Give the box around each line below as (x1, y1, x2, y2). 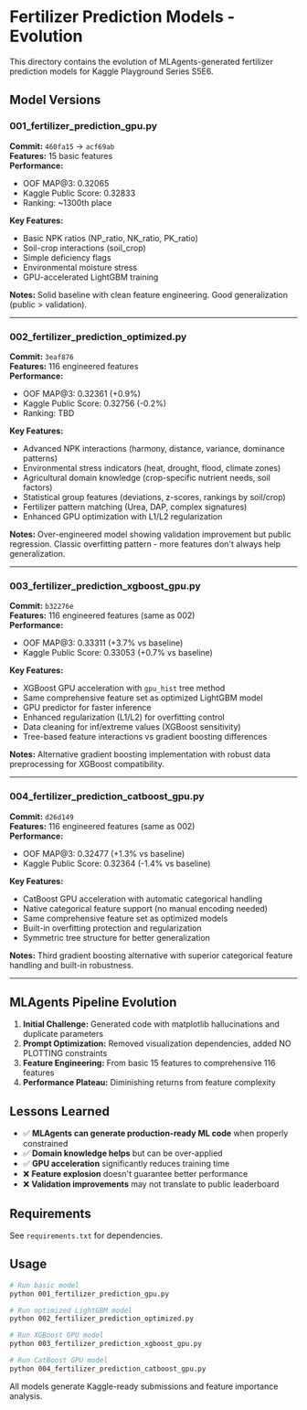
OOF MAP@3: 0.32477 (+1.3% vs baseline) (22, 848, 185, 859)
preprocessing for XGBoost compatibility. (9, 759, 164, 770)
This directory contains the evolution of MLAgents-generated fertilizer (9, 56, 274, 67)
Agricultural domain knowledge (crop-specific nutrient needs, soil (22, 472, 271, 483)
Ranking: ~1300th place (22, 197, 112, 208)
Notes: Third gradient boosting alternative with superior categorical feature (9, 949, 293, 961)
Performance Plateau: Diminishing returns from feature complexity (22, 1077, 276, 1088)
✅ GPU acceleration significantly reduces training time (22, 1159, 230, 1170)
